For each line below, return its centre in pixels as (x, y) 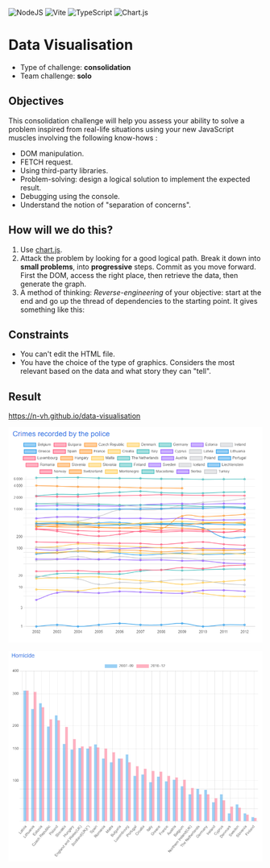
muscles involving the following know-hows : (83, 138)
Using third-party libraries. (64, 170)
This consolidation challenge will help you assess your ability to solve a (127, 120)
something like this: (52, 309)
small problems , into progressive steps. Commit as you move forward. (138, 267)
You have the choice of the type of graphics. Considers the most (127, 363)
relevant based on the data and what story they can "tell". (116, 372)
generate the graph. (53, 284)
